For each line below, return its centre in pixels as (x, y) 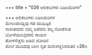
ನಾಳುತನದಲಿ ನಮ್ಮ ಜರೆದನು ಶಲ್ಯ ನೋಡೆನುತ (38, 29)
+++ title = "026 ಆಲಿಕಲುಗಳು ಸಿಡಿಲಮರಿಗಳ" (43, 7)
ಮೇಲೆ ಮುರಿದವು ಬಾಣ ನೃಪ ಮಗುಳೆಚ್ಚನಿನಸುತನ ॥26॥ (47, 46)
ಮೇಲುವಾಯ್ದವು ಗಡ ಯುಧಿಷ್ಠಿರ (28, 23)
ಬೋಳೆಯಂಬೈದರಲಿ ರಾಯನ (26, 35)
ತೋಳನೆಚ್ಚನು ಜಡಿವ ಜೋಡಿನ (27, 40)
